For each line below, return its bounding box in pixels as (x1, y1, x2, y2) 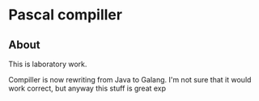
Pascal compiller (8, 6, 123, 24)
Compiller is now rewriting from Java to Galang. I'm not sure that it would (8, 75, 252, 84)
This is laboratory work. (8, 59, 87, 69)
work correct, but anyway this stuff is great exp (8, 83, 167, 93)
